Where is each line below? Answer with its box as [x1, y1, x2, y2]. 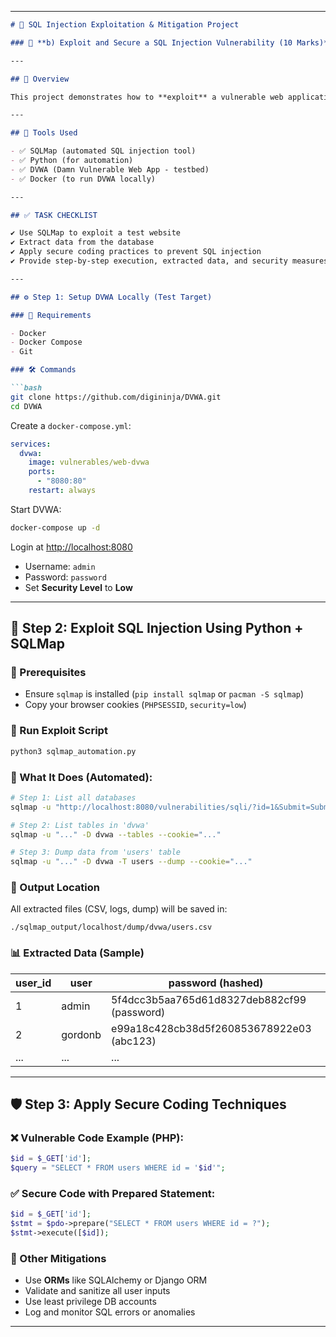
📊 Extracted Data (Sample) [10, 946, 145, 960]
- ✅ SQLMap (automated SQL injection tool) [10, 146, 197, 156]
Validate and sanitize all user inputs [24, 1285, 171, 1297]
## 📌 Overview [10, 74, 70, 84]
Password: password [24, 571, 107, 583]
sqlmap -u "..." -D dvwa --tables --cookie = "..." [10, 829, 222, 840]
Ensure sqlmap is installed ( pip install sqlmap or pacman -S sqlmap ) [24, 688, 305, 700]
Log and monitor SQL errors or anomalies [24, 1306, 196, 1318]
